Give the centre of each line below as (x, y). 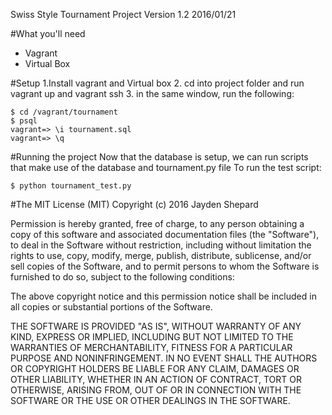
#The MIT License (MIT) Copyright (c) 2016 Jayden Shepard (134, 204)
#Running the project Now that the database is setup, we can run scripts (159, 157)
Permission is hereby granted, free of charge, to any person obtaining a (157, 223)
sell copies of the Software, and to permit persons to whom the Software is (165, 266)
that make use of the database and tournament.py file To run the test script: (166, 167)
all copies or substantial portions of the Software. (111, 307)
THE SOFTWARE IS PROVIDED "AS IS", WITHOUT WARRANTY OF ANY (156, 326)
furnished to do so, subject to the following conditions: (122, 277)
